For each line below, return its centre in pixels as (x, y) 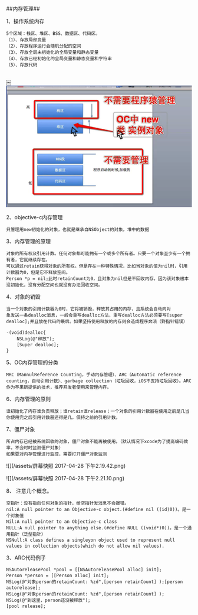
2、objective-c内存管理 (34, 217)
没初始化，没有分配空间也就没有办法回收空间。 (55, 285)
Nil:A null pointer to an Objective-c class (62, 522)
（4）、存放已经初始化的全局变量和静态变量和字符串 (59, 58)
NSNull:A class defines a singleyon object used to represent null (91, 540)
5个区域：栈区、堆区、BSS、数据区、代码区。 (53, 34)
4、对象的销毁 (24, 297)
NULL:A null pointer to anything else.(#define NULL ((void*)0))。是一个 (97, 528)
